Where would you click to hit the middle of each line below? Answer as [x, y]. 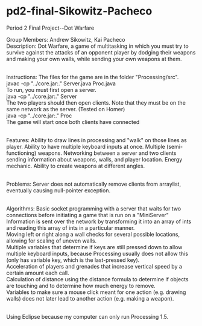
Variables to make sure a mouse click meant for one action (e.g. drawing [96, 292]
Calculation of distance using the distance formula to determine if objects [97, 279]
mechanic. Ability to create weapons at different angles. [76, 166]
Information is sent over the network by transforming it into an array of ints [99, 221]
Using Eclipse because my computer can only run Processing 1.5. [87, 316]
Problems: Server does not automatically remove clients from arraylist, [94, 184]
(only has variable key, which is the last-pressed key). [73, 260]
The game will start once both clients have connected [73, 122]
